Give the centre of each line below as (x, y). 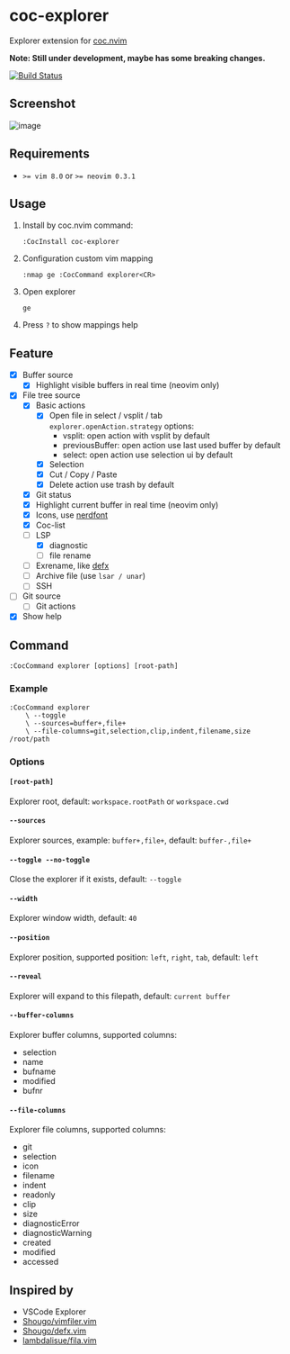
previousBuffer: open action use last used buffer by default (171, 445)
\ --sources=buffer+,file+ (76, 723)
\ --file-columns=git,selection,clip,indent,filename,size (138, 731)
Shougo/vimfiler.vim (59, 1321)
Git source (41, 596)
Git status (53, 494)
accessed (40, 1262)
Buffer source (48, 375)
